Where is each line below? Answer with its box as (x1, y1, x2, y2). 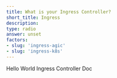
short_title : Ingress (6, 15, 61, 21)
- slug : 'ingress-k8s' (6, 48, 63, 54)
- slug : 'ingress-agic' (6, 43, 66, 49)
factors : (6, 37, 28, 43)
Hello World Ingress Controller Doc (6, 65, 92, 72)
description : (6, 20, 39, 26)
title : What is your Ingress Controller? (6, 8, 112, 15)
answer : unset (6, 31, 42, 37)
